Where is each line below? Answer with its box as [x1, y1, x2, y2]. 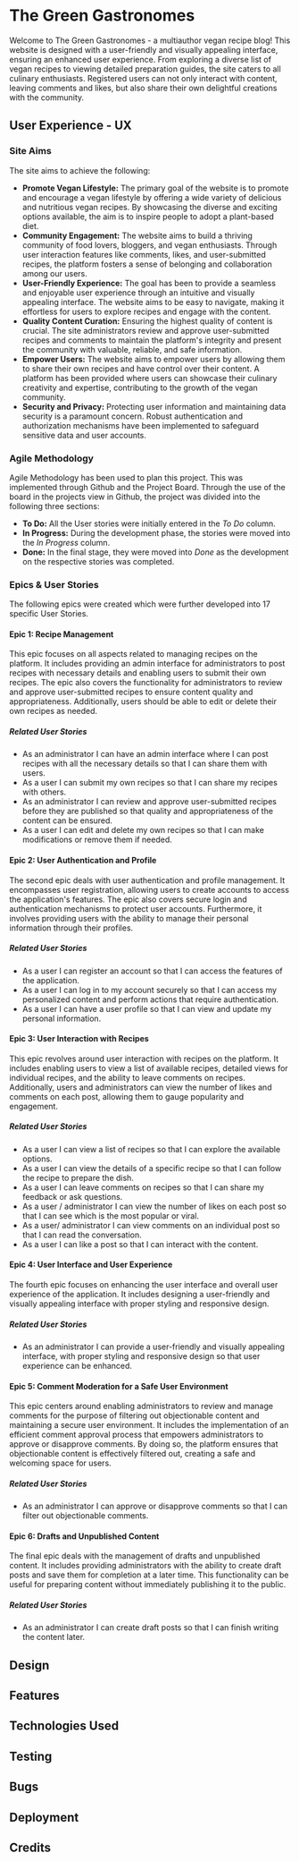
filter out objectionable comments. [21, 1510, 149, 1521]
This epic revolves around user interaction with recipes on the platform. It [9, 1053, 279, 1064]
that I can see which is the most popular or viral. [21, 1210, 199, 1221]
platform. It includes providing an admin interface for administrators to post [9, 659, 286, 669]
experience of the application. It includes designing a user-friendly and [9, 1288, 270, 1299]
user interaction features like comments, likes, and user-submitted [21, 249, 266, 259]
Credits [9, 1840, 52, 1855]
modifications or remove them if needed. [21, 834, 172, 846]
